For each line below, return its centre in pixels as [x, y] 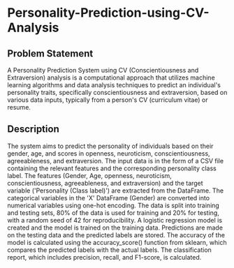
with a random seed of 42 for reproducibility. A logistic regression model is [115, 220]
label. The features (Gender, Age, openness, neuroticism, [90, 175]
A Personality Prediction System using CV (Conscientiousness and [103, 70]
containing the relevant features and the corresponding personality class [112, 168]
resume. [19, 107]
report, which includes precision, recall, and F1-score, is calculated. [104, 257]
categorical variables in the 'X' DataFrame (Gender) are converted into [109, 198]
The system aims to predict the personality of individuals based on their [110, 146]
